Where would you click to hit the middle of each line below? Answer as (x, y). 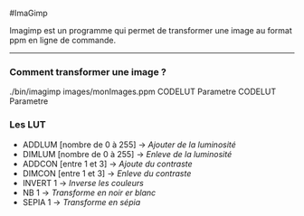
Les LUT (28, 125)
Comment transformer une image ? (88, 71)
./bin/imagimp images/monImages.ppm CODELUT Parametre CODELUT (143, 92)
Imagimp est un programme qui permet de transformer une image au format (151, 30)
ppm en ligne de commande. (62, 40)
